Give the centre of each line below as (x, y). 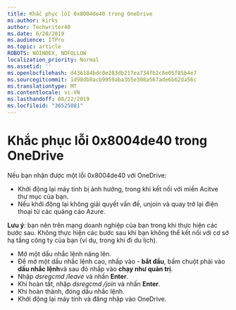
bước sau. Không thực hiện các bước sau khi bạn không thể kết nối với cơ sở (118, 232)
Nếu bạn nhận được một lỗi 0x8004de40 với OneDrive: (87, 175)
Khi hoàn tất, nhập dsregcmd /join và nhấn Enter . (89, 284)
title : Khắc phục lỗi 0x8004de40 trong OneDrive (80, 14)
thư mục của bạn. (43, 196)
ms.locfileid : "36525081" (45, 106)
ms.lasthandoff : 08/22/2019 (49, 100)
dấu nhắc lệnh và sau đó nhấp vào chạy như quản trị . (95, 268)
